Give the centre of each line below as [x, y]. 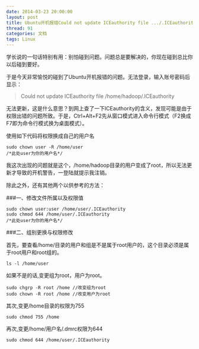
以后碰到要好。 [24, 64]
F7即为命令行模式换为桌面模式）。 [47, 123]
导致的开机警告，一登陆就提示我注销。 [63, 172]
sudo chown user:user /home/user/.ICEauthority [66, 209]
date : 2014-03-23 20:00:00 [39, 12]
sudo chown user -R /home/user [45, 147]
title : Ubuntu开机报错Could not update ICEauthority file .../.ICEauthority [101, 23]
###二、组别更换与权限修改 [40, 232]
